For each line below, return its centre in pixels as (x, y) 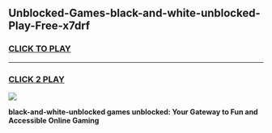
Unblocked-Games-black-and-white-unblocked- (134, 13)
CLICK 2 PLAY (36, 79)
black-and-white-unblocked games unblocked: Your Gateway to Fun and (133, 111)
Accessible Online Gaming (54, 120)
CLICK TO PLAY (40, 49)
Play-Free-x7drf (49, 26)
